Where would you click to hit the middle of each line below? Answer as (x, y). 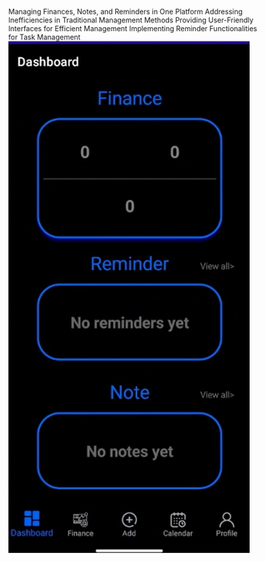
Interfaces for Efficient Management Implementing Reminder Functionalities (133, 28)
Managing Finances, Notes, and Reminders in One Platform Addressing (125, 12)
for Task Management (44, 37)
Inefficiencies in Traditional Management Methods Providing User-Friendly (131, 20)
